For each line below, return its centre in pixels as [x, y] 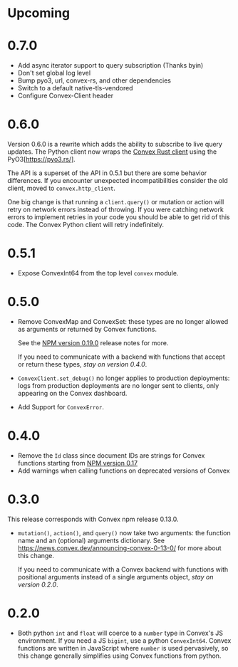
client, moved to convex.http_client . [62, 188]
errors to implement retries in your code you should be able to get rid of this [119, 217]
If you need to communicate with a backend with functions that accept [121, 357]
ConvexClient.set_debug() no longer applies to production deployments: [124, 378]
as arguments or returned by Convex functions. [87, 329]
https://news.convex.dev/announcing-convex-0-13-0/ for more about [119, 548]
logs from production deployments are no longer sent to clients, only [118, 385]
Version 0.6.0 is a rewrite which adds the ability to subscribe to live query [115, 145]
